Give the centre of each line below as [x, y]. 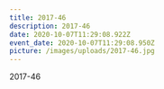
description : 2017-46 [50, 26]
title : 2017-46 [38, 18]
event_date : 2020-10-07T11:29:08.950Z [82, 43]
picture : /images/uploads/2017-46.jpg [82, 51]
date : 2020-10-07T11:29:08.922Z [70, 34]
